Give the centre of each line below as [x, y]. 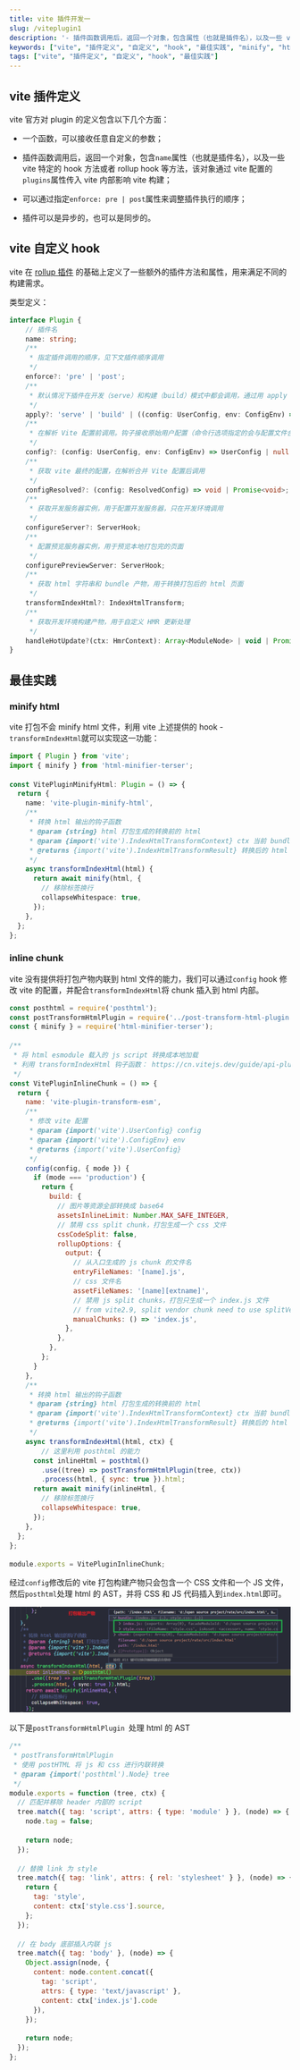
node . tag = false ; [59, 1821]
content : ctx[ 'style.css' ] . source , [99, 1906]
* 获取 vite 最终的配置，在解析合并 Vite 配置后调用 [117, 471]
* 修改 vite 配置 [58, 1121]
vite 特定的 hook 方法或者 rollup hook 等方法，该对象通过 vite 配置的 [147, 168]
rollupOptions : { [89, 1244]
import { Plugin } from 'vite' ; [69, 756]
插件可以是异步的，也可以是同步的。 [89, 217]
